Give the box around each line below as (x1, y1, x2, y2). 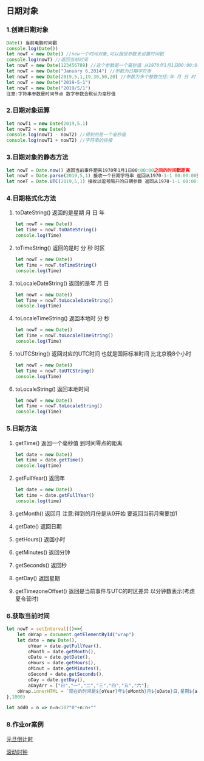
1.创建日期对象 (6, 26, 49, 34)
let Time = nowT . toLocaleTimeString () (15, 332, 114, 339)
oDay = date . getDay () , (28, 676, 86, 683)
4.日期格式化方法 (6, 194, 56, 203)
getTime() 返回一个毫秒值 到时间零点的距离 (15, 439, 123, 446)
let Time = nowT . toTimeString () (15, 262, 97, 268)
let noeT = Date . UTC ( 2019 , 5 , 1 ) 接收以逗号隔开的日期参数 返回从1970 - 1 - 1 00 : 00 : (6, 178, 199, 184)
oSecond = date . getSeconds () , (28, 672, 104, 678)
